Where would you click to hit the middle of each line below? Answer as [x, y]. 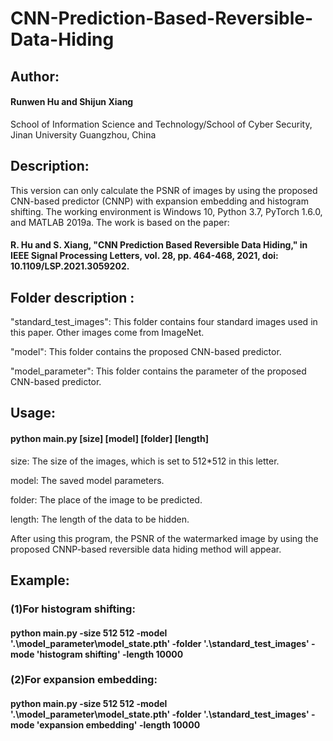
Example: [40, 580]
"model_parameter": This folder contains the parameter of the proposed [158, 371]
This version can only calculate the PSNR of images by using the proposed [164, 190]
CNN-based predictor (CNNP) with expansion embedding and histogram [159, 201]
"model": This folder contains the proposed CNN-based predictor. [146, 351]
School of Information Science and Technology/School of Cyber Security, [161, 124]
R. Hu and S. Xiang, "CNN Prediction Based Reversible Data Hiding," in [159, 245]
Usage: [33, 413]
